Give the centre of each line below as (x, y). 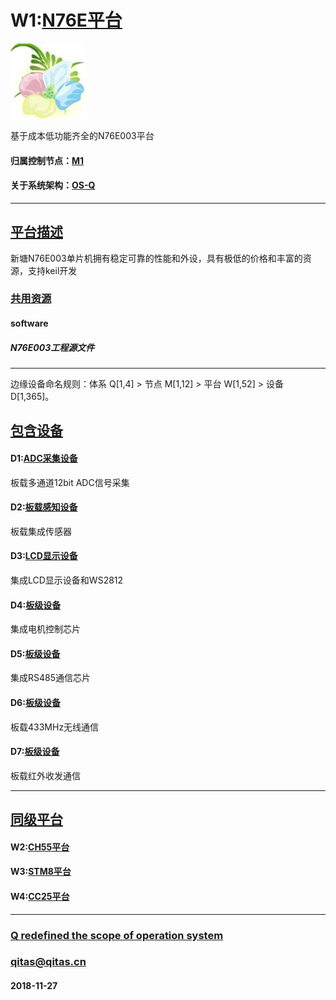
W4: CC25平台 (40, 897)
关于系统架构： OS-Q (53, 185)
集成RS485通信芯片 (51, 678)
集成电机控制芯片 (45, 629)
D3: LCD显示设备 (44, 556)
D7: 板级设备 (35, 752)
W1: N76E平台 (66, 20)
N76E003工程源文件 (52, 347)
